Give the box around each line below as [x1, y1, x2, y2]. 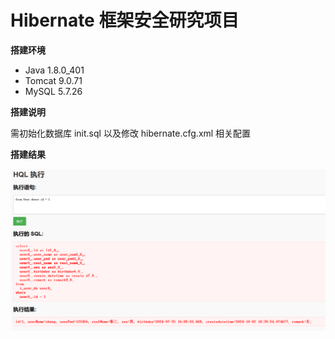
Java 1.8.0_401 [24, 64, 85, 76]
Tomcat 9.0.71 [24, 74, 83, 86]
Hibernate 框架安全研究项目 [10, 9, 240, 32]
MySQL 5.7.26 [24, 85, 83, 97]
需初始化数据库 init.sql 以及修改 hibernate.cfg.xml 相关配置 [10, 127, 252, 139]
